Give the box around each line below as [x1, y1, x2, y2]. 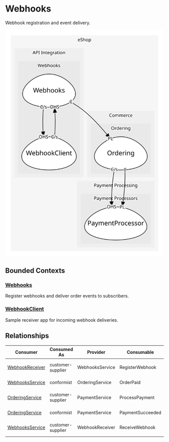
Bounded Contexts [5, 266, 65, 275]
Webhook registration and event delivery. [5, 20, 91, 26]
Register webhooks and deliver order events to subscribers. [5, 293, 129, 299]
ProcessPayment [119, 394, 155, 400]
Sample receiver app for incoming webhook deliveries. [5, 317, 118, 323]
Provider [87, 349, 106, 355]
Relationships [5, 332, 49, 340]
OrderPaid [119, 380, 141, 386]
